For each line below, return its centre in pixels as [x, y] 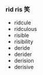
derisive [24, 67]
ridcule [22, 23]
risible [21, 35]
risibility [24, 42]
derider [23, 54]
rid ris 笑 [18, 9]
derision [24, 61]
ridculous [25, 29]
